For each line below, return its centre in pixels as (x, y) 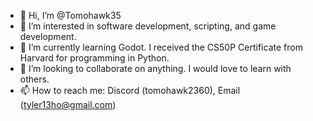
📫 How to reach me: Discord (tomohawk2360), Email (130, 90)
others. (34, 79)
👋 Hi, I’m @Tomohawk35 (70, 15)
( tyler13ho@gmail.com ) (68, 104)
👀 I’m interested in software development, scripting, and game (148, 26)
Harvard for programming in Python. (94, 58)
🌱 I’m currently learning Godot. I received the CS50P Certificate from (161, 47)
